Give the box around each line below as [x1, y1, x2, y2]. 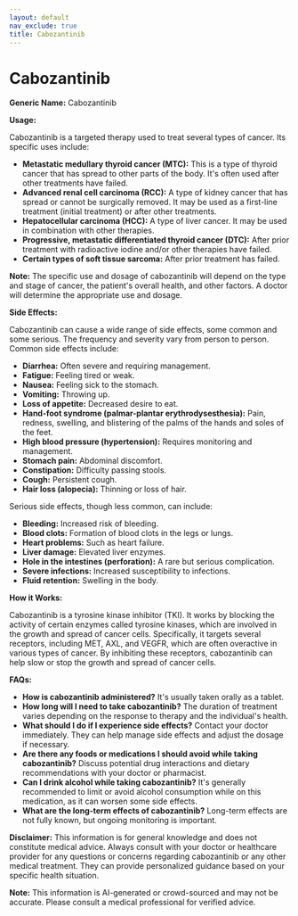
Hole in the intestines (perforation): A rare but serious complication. [21, 557, 276, 567]
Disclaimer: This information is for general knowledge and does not [9, 832, 258, 843]
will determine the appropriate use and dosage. [9, 290, 183, 301]
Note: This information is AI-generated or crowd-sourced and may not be [9, 887, 278, 898]
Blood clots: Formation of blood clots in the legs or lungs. [21, 528, 234, 539]
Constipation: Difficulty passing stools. [21, 465, 167, 475]
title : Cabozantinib [9, 29, 86, 38]
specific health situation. [9, 871, 100, 881]
